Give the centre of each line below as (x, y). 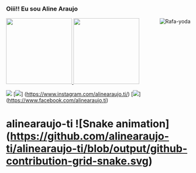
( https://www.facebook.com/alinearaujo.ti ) (57, 101)
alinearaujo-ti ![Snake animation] (88, 124)
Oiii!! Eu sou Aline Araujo (42, 9)
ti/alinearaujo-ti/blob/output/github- (97, 149)
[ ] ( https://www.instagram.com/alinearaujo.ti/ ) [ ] (77, 94)
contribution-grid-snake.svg (78, 161)
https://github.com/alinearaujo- (90, 136)
